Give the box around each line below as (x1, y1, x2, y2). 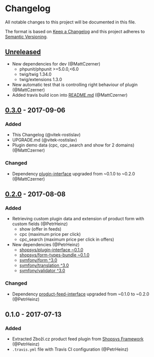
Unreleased (5, 48, 41, 56)
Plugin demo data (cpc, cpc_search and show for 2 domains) (12, 142, 135, 148)
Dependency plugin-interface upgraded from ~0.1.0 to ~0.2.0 (12, 170, 135, 176)
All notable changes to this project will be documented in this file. (5, 19, 136, 25)
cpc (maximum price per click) (19, 231, 81, 237)
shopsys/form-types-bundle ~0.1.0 (19, 252, 90, 258)
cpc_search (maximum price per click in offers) (19, 236, 115, 242)
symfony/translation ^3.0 (19, 262, 69, 269)
